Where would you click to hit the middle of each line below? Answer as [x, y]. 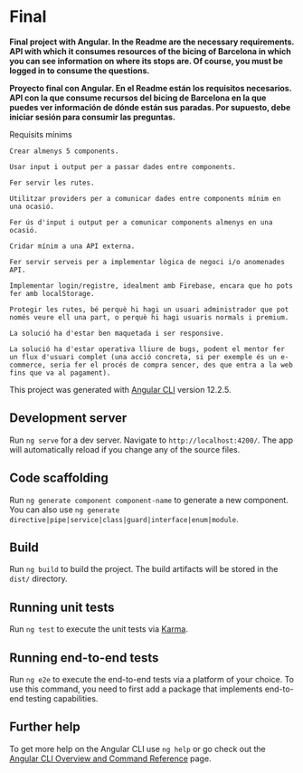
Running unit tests [62, 607]
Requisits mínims [41, 134]
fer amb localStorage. [52, 293]
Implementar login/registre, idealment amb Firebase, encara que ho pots [151, 286]
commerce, [28, 365]
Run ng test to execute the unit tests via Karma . [99, 629]
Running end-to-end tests [84, 658]
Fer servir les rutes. [52, 183]
